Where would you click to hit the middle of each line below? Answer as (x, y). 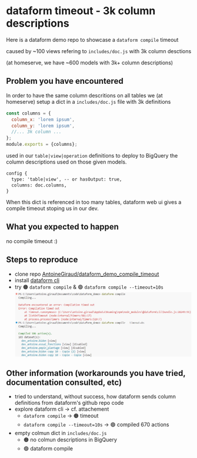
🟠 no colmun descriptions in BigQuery (70, 440)
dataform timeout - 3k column (81, 11)
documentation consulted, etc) (64, 382)
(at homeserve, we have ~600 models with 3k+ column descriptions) (90, 63)
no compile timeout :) (32, 241)
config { (17, 174)
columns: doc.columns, (39, 185)
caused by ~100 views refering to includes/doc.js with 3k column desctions (99, 51)
